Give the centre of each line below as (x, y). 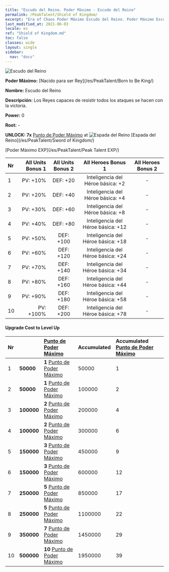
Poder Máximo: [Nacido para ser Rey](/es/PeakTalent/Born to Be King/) (79, 81)
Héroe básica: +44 (105, 285)
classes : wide (20, 43)
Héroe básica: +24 (105, 256)
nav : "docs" (22, 57)
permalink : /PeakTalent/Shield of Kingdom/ (52, 15)
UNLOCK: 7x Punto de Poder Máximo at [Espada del (80, 135)
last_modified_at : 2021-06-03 (37, 24)
